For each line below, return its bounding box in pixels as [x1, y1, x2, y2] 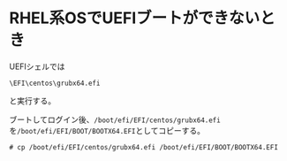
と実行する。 [9, 95, 56, 106]
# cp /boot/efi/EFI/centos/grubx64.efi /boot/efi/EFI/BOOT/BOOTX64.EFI [9, 142, 278, 151]
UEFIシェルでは [9, 61, 65, 72]
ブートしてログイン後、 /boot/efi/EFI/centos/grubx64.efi [9, 114, 221, 125]
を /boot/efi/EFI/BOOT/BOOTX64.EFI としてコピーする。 [9, 125, 206, 135]
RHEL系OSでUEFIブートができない [9, 8, 261, 28]
